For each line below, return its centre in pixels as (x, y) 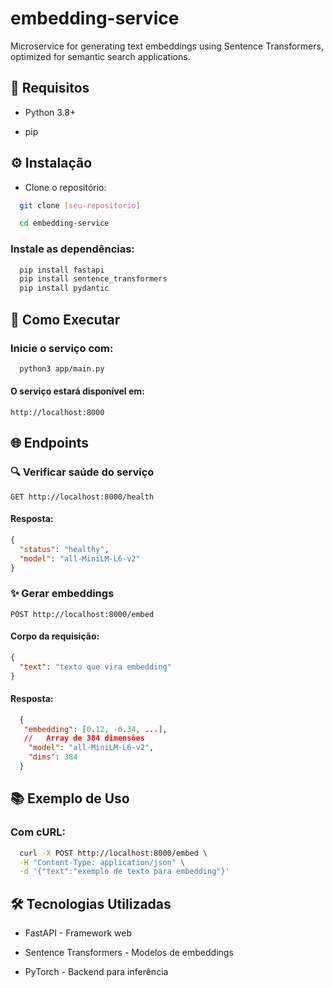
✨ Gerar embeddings (62, 594)
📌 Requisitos (50, 88)
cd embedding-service (64, 223)
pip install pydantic (64, 288)
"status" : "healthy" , (64, 549)
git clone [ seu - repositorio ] (80, 205)
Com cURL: (38, 832)
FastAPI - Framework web (78, 933)
